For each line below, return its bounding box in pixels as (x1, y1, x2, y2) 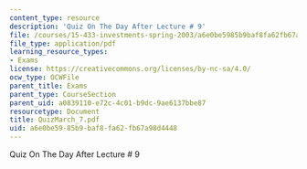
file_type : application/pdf (9, 38, 117, 48)
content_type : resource (9, 13, 101, 23)
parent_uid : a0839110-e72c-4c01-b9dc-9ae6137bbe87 (9, 98, 206, 108)
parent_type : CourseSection (9, 90, 117, 99)
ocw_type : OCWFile (9, 73, 79, 82)
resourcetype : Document (9, 107, 101, 116)
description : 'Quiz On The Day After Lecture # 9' (9, 22, 206, 31)
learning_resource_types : (9, 48, 108, 57)
